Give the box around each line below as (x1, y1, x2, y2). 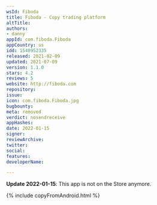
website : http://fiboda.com (6, 81, 77, 87)
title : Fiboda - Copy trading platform (6, 14, 106, 20)
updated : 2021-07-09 (6, 59, 58, 65)
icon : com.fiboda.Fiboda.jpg (6, 97, 79, 103)
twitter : (6, 142, 28, 148)
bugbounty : (6, 103, 34, 109)
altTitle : (6, 20, 31, 26)
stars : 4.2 (6, 70, 34, 76)
